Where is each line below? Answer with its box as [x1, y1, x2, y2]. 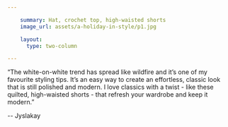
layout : [20, 36, 42, 43]
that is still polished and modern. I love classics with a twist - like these [7, 83, 214, 92]
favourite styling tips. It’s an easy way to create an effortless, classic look [7, 75, 221, 84]
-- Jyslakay [7, 111, 41, 120]
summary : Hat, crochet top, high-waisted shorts [20, 16, 166, 23]
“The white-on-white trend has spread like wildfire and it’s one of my [7, 68, 207, 76]
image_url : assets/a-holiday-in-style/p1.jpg [20, 23, 157, 30]
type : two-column [25, 42, 78, 49]
